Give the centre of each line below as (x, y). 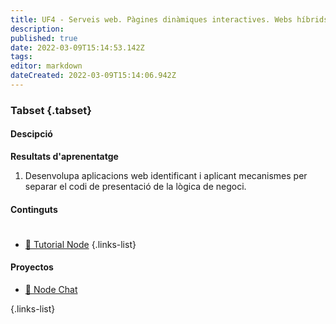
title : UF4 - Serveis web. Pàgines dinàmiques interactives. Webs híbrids (169, 19)
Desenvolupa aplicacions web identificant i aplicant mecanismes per (166, 175)
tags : (21, 57)
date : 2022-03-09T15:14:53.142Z (77, 47)
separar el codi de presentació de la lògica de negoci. (135, 186)
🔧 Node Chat (51, 289)
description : (37, 29)
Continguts (34, 209)
